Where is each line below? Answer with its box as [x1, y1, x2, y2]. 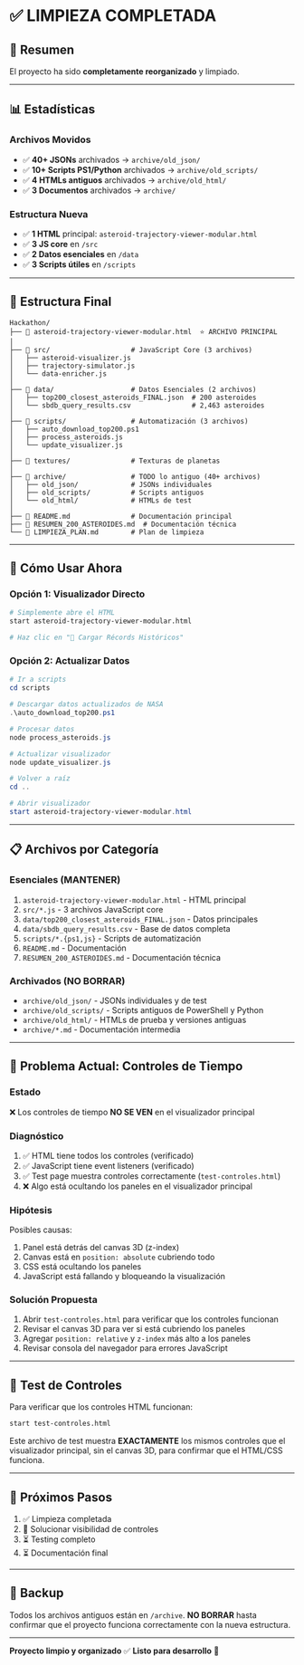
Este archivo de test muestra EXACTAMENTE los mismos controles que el [9, 1436, 286, 1447]
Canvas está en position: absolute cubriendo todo [22, 1251, 215, 1263]
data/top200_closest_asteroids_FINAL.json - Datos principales [22, 914, 259, 924]
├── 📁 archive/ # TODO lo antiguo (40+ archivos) [9, 472, 261, 481]
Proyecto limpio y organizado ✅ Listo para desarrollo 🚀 [9, 1645, 220, 1656]
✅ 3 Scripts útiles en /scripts [22, 259, 137, 270]
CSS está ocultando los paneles [22, 1261, 142, 1272]
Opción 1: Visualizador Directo [9, 588, 146, 600]
